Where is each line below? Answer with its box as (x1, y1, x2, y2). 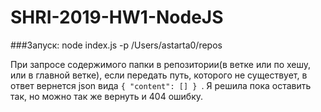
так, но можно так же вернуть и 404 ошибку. (10, 90, 204, 102)
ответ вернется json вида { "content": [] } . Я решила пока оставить (10, 79, 312, 91)
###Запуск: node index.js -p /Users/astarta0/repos (10, 39, 223, 51)
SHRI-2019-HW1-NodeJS (10, 6, 224, 29)
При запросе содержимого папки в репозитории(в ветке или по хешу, (10, 58, 312, 70)
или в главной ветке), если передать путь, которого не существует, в (10, 69, 308, 81)
